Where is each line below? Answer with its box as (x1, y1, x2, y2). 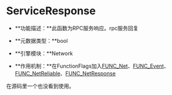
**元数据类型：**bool (14, 37, 68, 44)
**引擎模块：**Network (14, 49, 73, 57)
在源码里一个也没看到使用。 (6, 82, 75, 90)
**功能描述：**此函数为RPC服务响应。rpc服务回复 (14, 24, 139, 31)
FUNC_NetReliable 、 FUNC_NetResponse (14, 69, 116, 77)
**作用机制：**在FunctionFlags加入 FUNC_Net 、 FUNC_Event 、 (14, 62, 170, 69)
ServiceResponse (6, 4, 96, 18)
